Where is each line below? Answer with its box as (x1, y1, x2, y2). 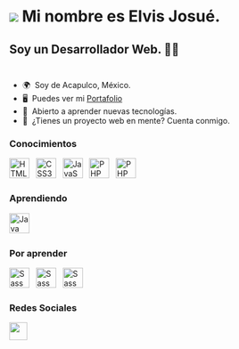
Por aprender (9, 247, 68, 259)
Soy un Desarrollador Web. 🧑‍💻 (9, 42, 180, 57)
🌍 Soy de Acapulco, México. (21, 80, 131, 90)
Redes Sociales (9, 301, 78, 313)
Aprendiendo (9, 192, 68, 205)
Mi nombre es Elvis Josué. (21, 6, 221, 27)
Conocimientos (9, 137, 78, 150)
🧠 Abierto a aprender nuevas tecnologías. (21, 106, 177, 117)
